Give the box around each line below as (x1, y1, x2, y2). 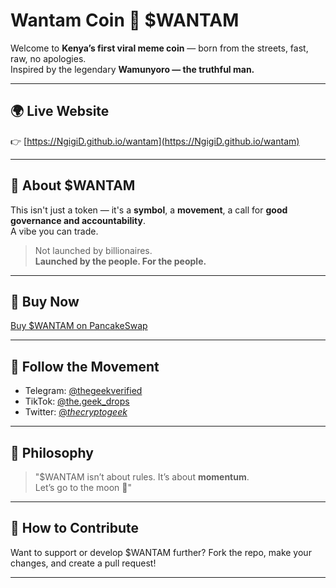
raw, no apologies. (10, 52, 87, 64)
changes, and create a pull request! (10, 557, 157, 569)
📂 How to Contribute (10, 520, 140, 537)
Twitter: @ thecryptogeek (24, 406, 128, 418)
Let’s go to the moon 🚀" (34, 482, 132, 493)
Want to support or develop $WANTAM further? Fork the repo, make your (10, 546, 312, 558)
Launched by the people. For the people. (34, 255, 207, 267)
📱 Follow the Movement (10, 358, 160, 375)
